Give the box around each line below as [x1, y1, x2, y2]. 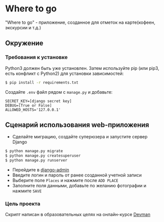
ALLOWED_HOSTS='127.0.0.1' [5, 107, 61, 112]
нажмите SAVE [12, 188, 42, 194]
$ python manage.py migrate [5, 149, 63, 154]
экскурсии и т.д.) [5, 24, 41, 30]
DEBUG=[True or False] [5, 103, 52, 108]
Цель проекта [5, 200, 41, 207]
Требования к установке [5, 54, 68, 61]
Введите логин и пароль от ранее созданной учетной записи [12, 172, 142, 178]
